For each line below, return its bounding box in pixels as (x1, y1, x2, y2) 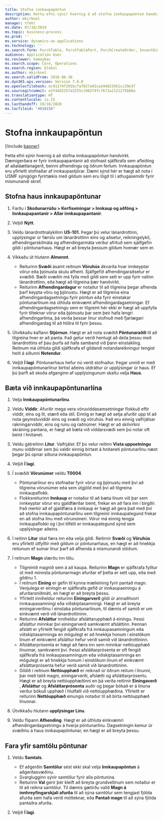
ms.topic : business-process (5, 30, 62, 34)
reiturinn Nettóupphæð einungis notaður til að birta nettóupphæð (19, 693, 150, 699)
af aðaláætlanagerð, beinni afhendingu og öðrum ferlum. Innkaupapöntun (5, 163, 152, 169)
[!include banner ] (5, 143, 40, 149)
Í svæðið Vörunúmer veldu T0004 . (12, 470, 82, 476)
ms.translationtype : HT (5, 93, 53, 97)
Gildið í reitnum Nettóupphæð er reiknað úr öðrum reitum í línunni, (19, 668, 151, 674)
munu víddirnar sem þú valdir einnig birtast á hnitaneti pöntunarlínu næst (12, 447, 158, 452)
